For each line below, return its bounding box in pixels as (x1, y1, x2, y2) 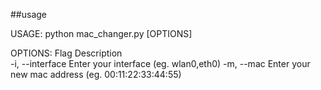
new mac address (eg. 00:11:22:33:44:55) (10, 69, 182, 80)
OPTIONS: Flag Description (10, 47, 123, 59)
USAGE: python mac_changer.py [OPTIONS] (10, 28, 193, 39)
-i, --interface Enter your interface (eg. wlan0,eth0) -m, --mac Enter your (10, 58, 311, 69)
